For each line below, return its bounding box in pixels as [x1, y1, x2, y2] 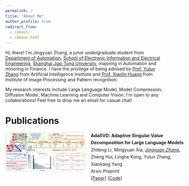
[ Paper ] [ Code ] [91, 175, 123, 181]
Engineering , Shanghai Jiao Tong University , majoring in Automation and [5, 60, 157, 66]
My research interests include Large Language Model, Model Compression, [5, 86, 163, 92]
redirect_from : [5, 24, 37, 29]
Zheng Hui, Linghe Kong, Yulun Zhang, [91, 154, 171, 160]
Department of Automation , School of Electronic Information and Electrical [5, 55, 161, 61]
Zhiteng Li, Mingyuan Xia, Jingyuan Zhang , [91, 146, 181, 152]
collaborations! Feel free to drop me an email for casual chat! [5, 97, 132, 103]
